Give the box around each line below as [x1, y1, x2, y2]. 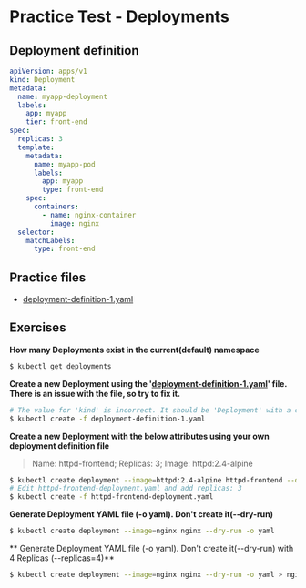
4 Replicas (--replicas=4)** [9, 553, 116, 563]
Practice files [9, 269, 87, 285]
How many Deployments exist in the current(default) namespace [9, 344, 260, 355]
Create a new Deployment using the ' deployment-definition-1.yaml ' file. [9, 378, 288, 389]
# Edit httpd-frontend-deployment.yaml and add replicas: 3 [9, 484, 243, 493]
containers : [33, 202, 79, 211]
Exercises [9, 320, 66, 336]
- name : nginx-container [42, 210, 137, 219]
